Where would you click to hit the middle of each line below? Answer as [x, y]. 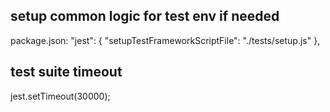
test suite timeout [66, 72]
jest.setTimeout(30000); [60, 96]
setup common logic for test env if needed [145, 16]
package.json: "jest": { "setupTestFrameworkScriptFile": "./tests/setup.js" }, [165, 40]
